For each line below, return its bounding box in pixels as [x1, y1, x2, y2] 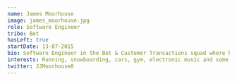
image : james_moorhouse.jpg [7, 17, 90, 24]
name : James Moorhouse [7, 10, 74, 18]
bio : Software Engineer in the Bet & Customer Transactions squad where [7, 50, 226, 57]
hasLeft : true [7, 37, 49, 44]
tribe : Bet [7, 30, 39, 37]
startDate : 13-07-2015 [7, 43, 74, 50]
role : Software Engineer [7, 23, 80, 30]
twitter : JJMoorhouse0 [7, 63, 74, 70]
